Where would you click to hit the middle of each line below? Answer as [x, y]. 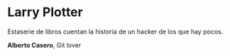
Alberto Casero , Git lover [44, 45]
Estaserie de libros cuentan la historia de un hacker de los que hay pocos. [115, 31]
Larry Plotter [45, 12]
